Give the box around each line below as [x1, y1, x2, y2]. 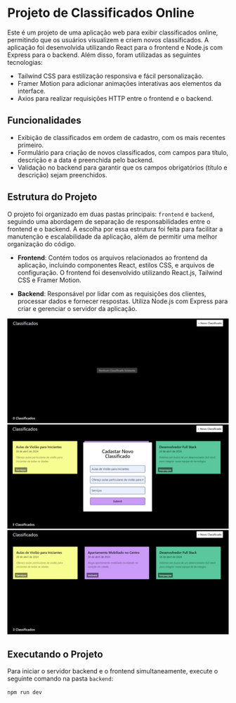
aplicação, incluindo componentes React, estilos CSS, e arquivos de [17, 260, 215, 269]
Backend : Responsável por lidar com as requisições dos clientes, [17, 289, 206, 298]
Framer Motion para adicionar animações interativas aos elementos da [17, 79, 222, 87]
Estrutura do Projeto [7, 191, 98, 203]
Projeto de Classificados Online [7, 5, 195, 21]
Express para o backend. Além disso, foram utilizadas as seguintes [7, 51, 202, 59]
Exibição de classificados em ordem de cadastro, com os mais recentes [17, 133, 226, 141]
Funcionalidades [7, 115, 82, 127]
